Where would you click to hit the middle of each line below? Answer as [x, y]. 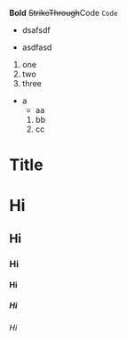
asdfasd [37, 47]
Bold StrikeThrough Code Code [63, 13]
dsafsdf [36, 30]
